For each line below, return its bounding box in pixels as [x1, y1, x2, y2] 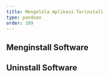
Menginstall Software [6, 42, 89, 52]
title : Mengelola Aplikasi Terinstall [6, 8, 104, 15]
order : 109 [6, 20, 34, 26]
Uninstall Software [6, 63, 78, 73]
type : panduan [6, 14, 42, 20]
